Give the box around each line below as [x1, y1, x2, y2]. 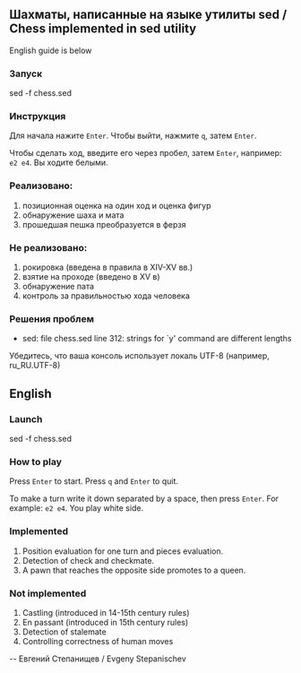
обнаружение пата [21, 281, 95, 291]
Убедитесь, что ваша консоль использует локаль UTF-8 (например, [9, 350, 271, 361]
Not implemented [9, 587, 87, 600]
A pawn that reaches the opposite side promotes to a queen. [21, 565, 246, 575]
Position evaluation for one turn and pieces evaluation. [21, 546, 224, 557]
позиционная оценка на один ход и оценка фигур [21, 200, 211, 211]
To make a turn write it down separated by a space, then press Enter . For [9, 493, 279, 505]
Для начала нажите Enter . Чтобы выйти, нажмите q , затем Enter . [9, 130, 257, 142]
